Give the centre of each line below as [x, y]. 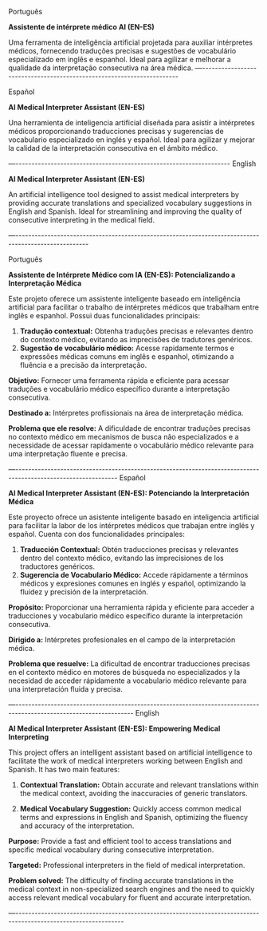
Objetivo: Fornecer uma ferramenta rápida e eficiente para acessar [119, 381]
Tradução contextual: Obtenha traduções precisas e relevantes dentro [136, 331]
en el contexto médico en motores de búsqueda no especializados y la [124, 672]
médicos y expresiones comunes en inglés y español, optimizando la [133, 583]
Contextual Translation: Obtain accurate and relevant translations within [139, 785]
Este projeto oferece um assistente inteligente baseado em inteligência [124, 299]
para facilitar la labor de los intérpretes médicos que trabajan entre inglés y [132, 525]
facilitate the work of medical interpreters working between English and [126, 761]
